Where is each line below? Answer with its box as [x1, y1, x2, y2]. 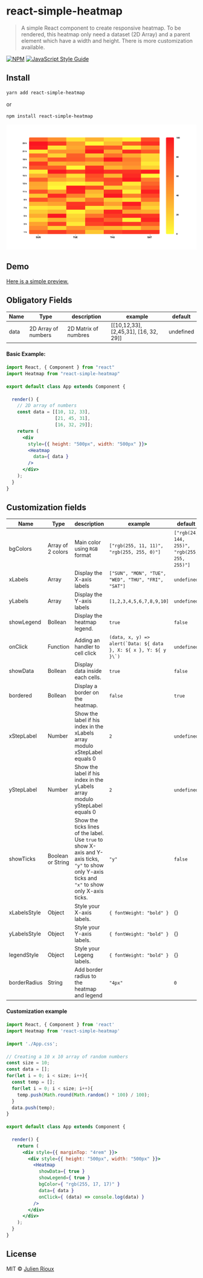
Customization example [6, 1008, 68, 1015]
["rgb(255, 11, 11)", [109, 543, 164, 549]
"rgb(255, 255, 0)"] [109, 549, 161, 555]
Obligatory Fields [6, 295, 72, 306]
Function [47, 643, 69, 650]
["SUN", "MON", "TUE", [109, 571, 166, 577]
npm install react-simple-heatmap [6, 113, 94, 119]
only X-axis [74, 888, 104, 895]
